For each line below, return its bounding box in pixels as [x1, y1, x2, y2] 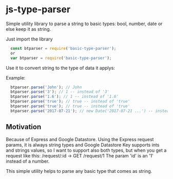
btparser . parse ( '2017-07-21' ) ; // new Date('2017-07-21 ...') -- [10, 108, 153, 113]
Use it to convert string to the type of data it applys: [6, 65, 115, 71]
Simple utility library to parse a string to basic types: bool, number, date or [6, 21, 163, 27]
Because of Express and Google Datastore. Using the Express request [6, 136, 154, 142]
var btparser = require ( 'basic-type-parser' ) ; [10, 55, 112, 61]
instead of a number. [6, 158, 50, 164]
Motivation [6, 123, 42, 131]
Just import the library [6, 36, 53, 42]
